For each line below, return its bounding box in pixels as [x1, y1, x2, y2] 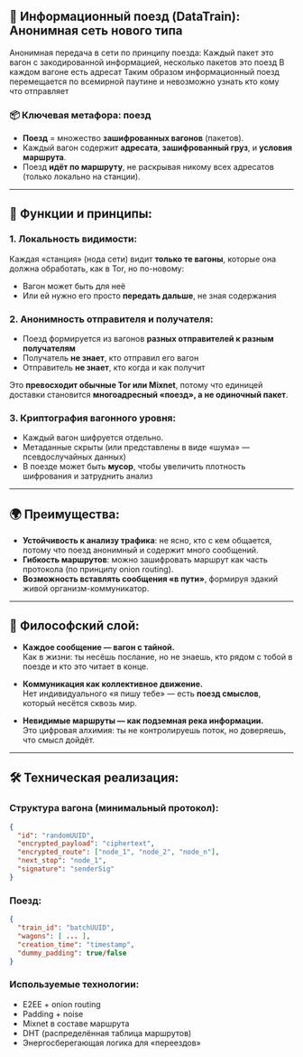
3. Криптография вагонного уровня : [9, 412, 176, 425]
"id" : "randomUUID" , [17, 831, 95, 840]
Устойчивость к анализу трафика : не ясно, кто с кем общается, [22, 535, 272, 546]
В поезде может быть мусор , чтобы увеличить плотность [22, 461, 246, 472]
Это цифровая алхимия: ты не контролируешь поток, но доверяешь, [22, 725, 287, 736]
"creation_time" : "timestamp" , [17, 939, 135, 949]
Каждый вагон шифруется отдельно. [22, 432, 164, 443]
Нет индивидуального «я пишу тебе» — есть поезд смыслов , [22, 688, 262, 699]
